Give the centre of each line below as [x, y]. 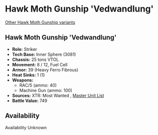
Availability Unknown [26, 127]
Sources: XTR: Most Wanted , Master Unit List [58, 95]
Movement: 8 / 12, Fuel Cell [40, 64]
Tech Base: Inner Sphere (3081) [44, 54]
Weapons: [23, 80]
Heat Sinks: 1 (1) [28, 75]
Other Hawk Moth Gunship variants [40, 22]
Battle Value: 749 [30, 101]
